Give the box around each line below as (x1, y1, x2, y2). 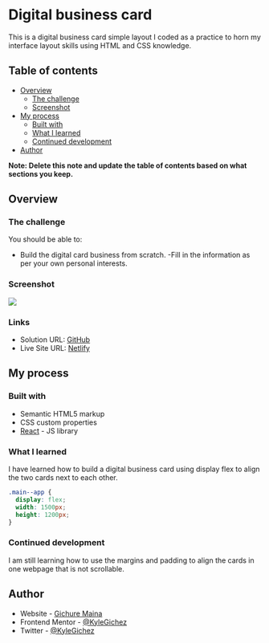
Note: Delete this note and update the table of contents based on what (8, 161, 247, 170)
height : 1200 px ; (15, 511, 70, 519)
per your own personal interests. (19, 258, 128, 268)
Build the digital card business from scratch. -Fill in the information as (19, 250, 251, 260)
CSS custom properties (19, 417, 98, 427)
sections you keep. (8, 169, 74, 178)
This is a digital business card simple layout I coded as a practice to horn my (8, 32, 261, 42)
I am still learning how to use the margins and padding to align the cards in (8, 556, 255, 565)
